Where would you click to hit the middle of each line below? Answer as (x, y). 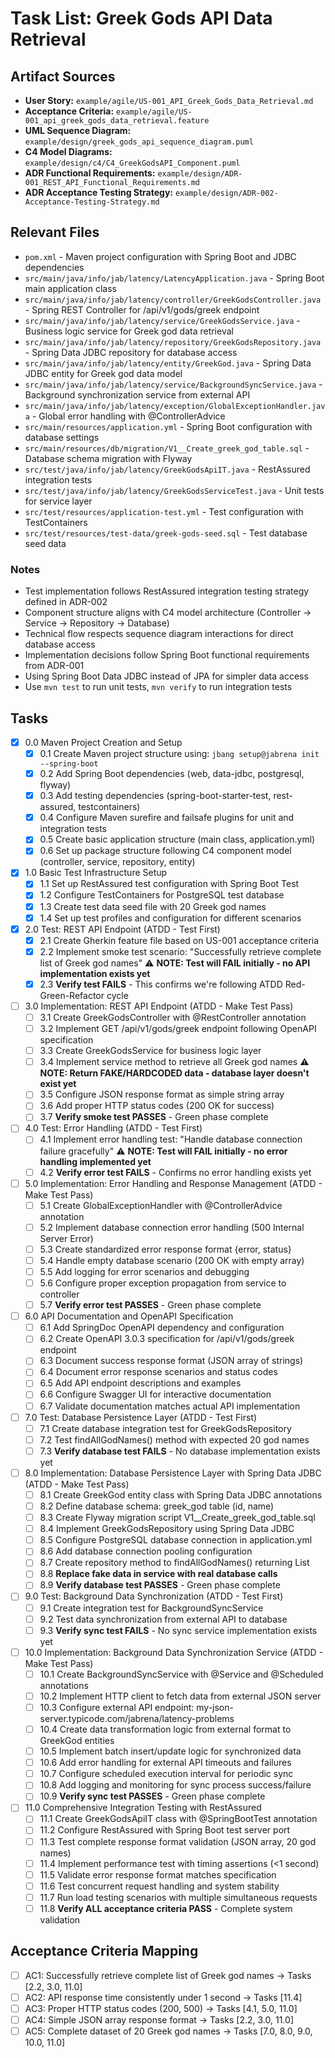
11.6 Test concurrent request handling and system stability (159, 1886)
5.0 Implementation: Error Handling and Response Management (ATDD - (173, 1183)
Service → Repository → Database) (97, 623)
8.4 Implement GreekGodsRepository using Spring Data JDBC (167, 1529)
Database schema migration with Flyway (108, 458)
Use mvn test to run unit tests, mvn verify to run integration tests (158, 687)
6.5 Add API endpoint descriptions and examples (140, 1383)
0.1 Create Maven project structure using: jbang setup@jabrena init (179, 753)
